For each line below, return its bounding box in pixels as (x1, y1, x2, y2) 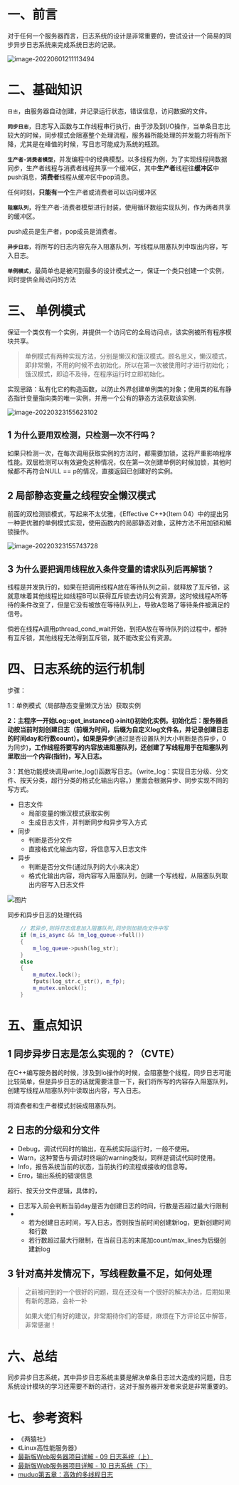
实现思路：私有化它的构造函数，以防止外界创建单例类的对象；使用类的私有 (7, 384, 225, 393)
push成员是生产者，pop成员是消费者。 (7, 227, 121, 235)
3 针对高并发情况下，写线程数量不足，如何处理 (7, 1268, 212, 1280)
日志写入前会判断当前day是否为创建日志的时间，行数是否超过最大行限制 (17, 1201, 228, 1210)
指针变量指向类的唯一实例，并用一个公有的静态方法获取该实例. (13, 394, 197, 402)
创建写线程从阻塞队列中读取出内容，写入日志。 (7, 1086, 144, 1094)
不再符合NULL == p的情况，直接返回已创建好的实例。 (19, 466, 176, 475)
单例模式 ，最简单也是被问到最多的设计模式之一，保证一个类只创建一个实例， (7, 266, 228, 274)
